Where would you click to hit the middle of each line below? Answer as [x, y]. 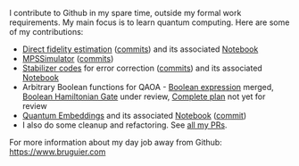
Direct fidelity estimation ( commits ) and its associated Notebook [140, 49]
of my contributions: [46, 32]
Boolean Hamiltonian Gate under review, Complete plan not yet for [144, 96]
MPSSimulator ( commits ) [68, 58]
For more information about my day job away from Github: [116, 142]
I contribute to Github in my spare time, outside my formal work [125, 13]
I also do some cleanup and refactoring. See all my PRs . [125, 125]
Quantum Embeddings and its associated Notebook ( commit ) [134, 116]
